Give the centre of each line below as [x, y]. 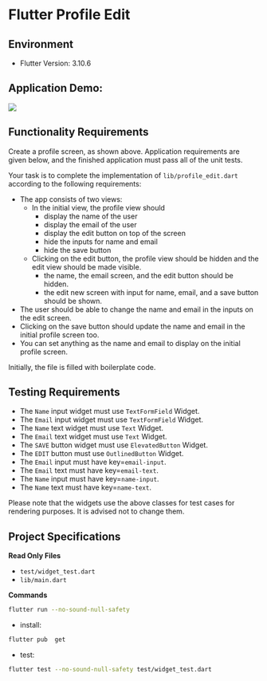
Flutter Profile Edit [69, 15]
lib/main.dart [43, 581]
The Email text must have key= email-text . [89, 470]
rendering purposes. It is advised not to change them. [96, 511]
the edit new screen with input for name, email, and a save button [151, 292]
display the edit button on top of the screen [114, 233]
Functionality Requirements [79, 132]
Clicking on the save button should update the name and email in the [132, 326]
